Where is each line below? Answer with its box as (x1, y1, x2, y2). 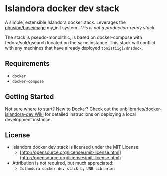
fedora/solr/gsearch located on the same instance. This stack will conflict (5, 39, 156, 45)
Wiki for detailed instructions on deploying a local (34, 111, 136, 117)
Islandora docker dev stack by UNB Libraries (19, 166, 116, 171)
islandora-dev (5, 111, 34, 117)
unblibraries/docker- (119, 106, 162, 112)
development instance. (5, 116, 52, 122)
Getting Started (5, 93, 54, 101)
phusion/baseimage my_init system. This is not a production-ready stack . (5, 24, 156, 30)
